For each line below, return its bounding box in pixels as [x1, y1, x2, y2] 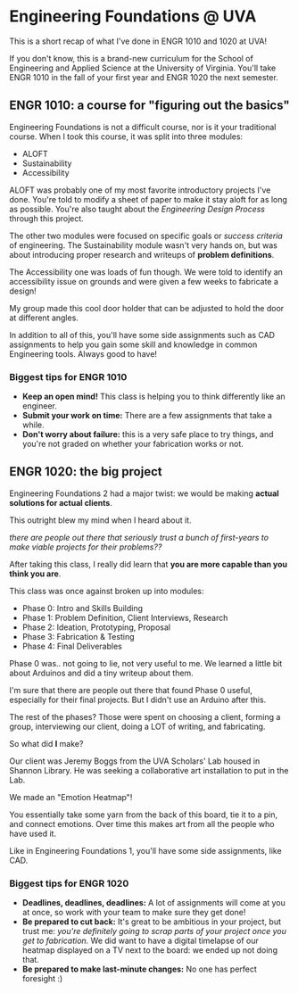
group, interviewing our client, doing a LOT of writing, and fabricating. [9, 721, 266, 732]
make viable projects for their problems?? [9, 542, 162, 552]
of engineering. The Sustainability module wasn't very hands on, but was [9, 239, 278, 251]
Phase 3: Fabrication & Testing [21, 631, 135, 641]
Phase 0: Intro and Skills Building [21, 602, 143, 613]
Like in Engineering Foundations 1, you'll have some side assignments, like [9, 845, 283, 856]
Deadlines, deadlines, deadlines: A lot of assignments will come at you [21, 898, 286, 908]
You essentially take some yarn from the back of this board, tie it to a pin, [9, 809, 278, 820]
